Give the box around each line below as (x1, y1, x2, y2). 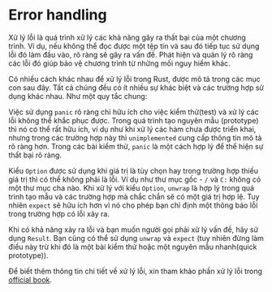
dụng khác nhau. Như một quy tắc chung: (8, 91, 148, 101)
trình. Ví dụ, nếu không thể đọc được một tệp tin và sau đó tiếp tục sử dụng (8, 41, 260, 50)
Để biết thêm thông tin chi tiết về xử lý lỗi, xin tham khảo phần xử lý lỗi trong (8, 266, 262, 276)
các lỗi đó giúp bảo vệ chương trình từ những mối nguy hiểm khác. (8, 58, 231, 68)
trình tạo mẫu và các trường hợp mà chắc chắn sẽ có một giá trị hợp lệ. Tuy (8, 191, 260, 201)
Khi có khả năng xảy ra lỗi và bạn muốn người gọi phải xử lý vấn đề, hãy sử (8, 225, 258, 234)
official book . (8, 274, 53, 285)
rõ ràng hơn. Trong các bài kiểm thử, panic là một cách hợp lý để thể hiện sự (8, 141, 264, 151)
